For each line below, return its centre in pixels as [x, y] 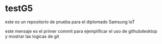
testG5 [19, 8]
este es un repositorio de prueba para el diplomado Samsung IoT [70, 22]
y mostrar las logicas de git [32, 36]
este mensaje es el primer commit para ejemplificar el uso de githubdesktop [81, 31]
